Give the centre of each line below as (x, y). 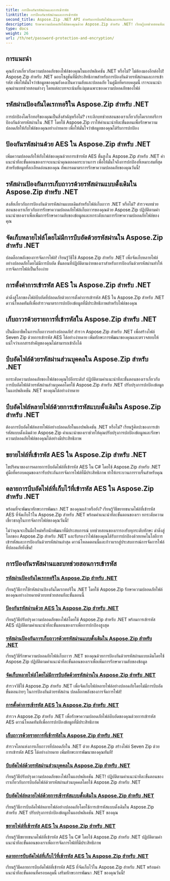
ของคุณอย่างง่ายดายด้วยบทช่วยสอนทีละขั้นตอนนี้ (45, 595)
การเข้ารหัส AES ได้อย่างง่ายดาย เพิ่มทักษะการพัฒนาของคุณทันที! (59, 752)
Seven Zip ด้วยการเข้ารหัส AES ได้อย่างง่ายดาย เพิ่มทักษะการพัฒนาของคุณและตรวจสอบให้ (82, 337)
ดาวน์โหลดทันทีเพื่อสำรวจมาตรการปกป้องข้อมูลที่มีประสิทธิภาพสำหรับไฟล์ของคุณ (72, 303)
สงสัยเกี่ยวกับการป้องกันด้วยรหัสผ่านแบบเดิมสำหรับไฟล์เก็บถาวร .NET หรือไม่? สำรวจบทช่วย (82, 204)
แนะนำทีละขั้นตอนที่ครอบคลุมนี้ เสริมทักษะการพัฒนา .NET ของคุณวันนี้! (65, 873)
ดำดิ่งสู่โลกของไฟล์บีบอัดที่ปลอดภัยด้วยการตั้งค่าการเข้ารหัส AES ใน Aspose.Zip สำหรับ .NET (85, 297)
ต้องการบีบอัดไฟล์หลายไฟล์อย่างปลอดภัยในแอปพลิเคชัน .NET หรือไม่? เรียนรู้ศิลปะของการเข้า (83, 427)
